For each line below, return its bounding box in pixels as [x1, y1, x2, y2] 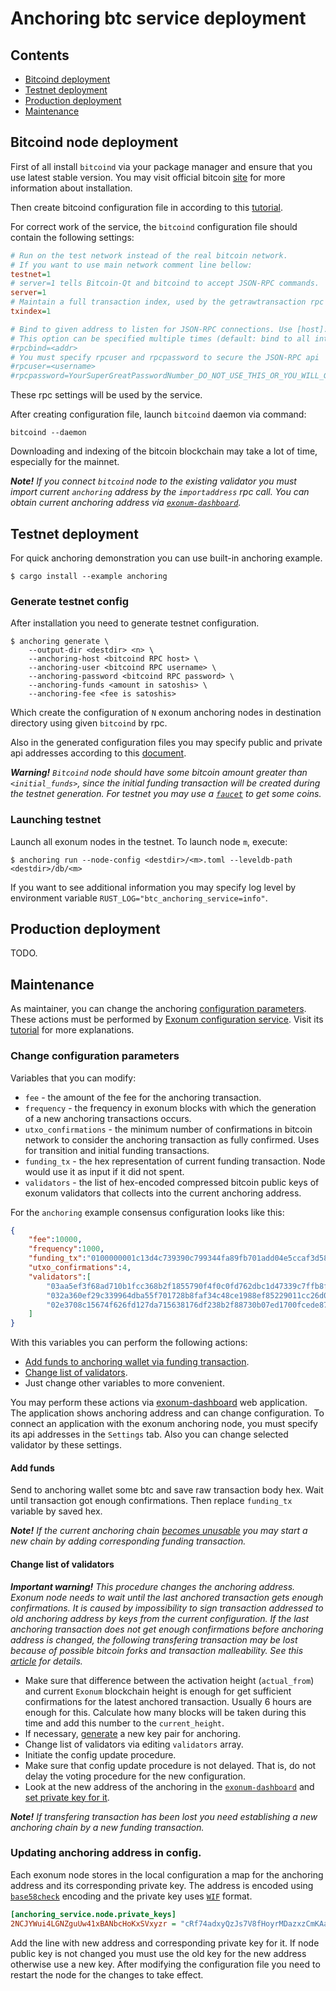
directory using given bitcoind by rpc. [10, 717, 168, 729]
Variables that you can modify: [10, 1072, 137, 1084]
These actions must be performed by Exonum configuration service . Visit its [10, 1013, 324, 1026]
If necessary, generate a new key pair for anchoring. [24, 1727, 241, 1739]
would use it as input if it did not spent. [24, 1165, 185, 1177]
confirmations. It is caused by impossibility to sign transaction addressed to [10, 1602, 324, 1614]
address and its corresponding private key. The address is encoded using [10, 1879, 314, 1891]
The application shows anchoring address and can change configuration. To [10, 1407, 325, 1419]
